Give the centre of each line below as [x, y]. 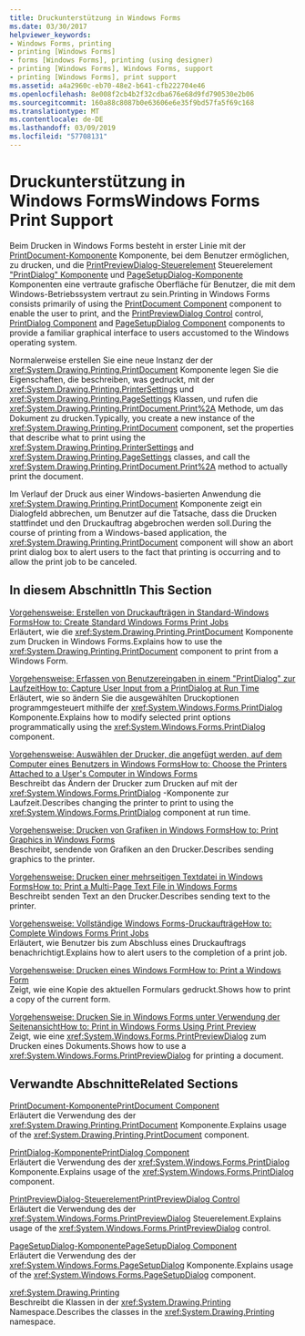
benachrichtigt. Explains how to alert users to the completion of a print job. [148, 952]
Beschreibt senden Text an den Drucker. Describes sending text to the [140, 896]
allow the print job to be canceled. [73, 561]
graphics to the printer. [52, 858]
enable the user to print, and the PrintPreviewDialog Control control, [137, 313]
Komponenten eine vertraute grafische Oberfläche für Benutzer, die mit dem [152, 284]
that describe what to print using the [77, 437]
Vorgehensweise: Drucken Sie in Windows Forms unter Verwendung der [145, 1016]
